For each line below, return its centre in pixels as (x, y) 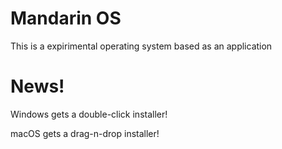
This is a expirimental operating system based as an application (141, 46)
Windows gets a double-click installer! (89, 114)
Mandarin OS (66, 18)
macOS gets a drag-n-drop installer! (85, 133)
